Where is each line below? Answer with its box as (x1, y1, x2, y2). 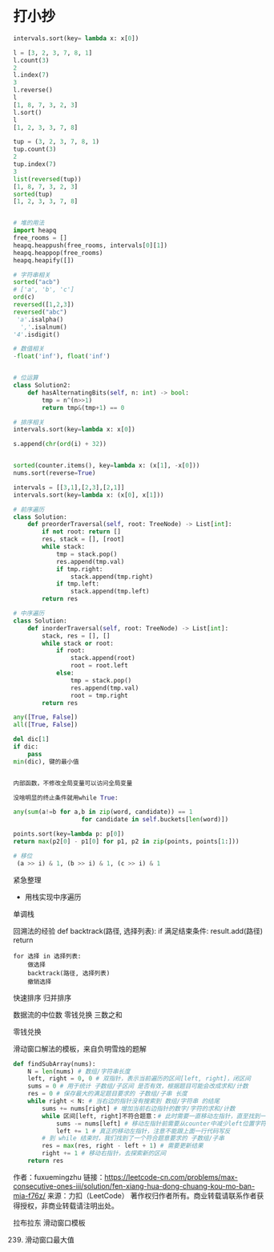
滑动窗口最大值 (24, 1234, 75, 1244)
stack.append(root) (70, 654, 135, 662)
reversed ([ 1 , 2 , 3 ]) (13, 301, 75, 309)
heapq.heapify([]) (13, 256, 75, 265)
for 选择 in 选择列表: (13, 952, 82, 960)
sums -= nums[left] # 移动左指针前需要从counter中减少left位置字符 (55, 1120, 267, 1128)
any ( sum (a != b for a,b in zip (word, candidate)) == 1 (13, 808, 193, 816)
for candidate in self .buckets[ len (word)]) (81, 816, 229, 824)
